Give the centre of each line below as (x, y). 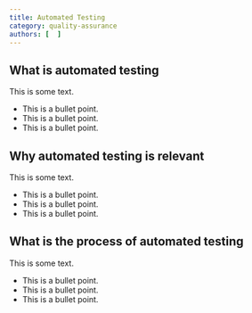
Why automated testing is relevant (107, 156)
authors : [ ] (36, 34)
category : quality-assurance (63, 26)
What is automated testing (84, 70)
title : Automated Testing (57, 17)
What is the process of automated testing (126, 242)
